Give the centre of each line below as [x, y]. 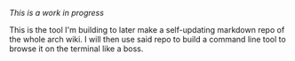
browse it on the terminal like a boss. [76, 49]
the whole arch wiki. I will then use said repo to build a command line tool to [147, 39]
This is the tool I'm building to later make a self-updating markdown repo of [147, 30]
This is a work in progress [57, 13]
